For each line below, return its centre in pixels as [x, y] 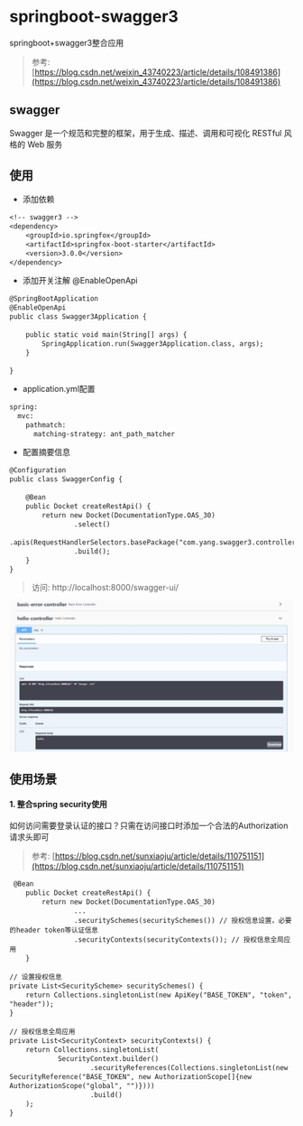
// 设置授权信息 [36, 977]
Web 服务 [45, 144]
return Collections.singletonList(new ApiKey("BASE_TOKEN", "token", [159, 995]
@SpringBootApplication [54, 298]
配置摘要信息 [46, 451]
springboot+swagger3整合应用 [67, 42]
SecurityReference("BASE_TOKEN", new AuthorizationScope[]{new [131, 1077]
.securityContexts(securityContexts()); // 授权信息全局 [179, 940]
